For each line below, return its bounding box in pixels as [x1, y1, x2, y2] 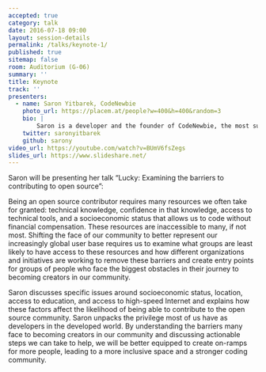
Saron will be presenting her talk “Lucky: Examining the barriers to [8, 173, 224, 183]
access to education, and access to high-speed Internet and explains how [8, 296, 249, 306]
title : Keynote [8, 78, 59, 85]
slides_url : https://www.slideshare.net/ [8, 151, 147, 159]
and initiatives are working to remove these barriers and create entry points [8, 256, 254, 265]
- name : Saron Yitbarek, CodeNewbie [15, 100, 136, 108]
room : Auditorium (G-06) [8, 63, 90, 71]
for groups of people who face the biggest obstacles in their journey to [8, 264, 239, 274]
